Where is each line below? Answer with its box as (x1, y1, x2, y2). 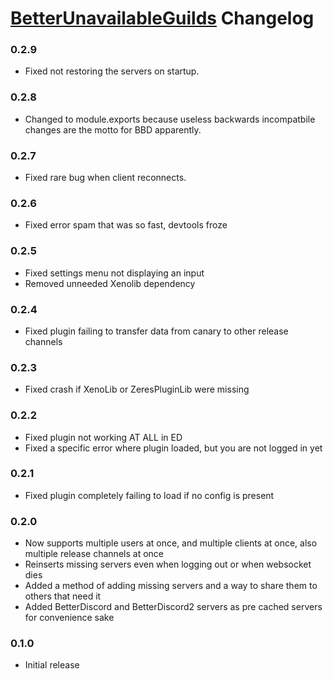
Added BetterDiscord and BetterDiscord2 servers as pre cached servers (24, 601, 323, 613)
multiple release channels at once (24, 548, 164, 560)
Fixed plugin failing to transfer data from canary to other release (24, 325, 289, 337)
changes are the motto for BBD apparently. (24, 123, 202, 136)
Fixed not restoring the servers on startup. (24, 65, 200, 77)
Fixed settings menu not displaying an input (24, 267, 205, 279)
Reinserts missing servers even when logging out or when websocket (24, 558, 312, 571)
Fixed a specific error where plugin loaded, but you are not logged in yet (24, 442, 323, 454)
